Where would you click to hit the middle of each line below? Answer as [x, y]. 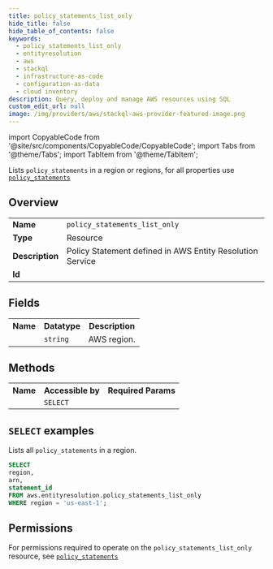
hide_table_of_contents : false [61, 31]
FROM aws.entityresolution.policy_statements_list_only [105, 495]
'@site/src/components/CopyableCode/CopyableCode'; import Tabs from [132, 146]
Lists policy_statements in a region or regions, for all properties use [121, 170]
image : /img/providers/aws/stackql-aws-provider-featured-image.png [127, 114]
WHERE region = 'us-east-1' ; [58, 503]
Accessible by [71, 390]
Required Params [142, 390]
